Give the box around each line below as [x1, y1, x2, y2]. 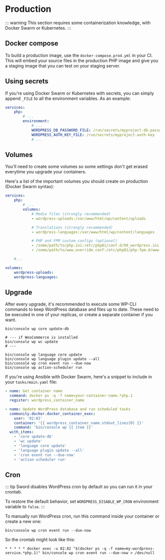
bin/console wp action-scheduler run [5, 365, 82, 370]
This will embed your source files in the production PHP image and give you [5, 58, 159, 64]
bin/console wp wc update [5, 339, 58, 344]
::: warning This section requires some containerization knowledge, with [5, 20, 151, 26]
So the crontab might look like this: [5, 537, 75, 543]
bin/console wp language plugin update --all [5, 357, 100, 362]
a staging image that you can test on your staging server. [5, 63, 120, 68]
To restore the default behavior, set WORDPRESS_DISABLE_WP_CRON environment [5, 498, 159, 504]
